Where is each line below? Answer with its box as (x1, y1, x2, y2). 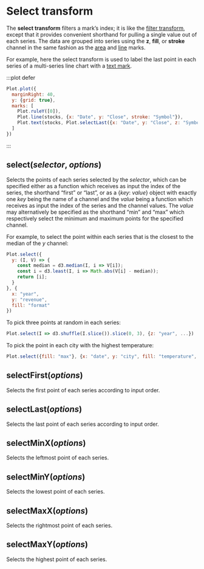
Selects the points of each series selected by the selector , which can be (6, 175, 187, 183)
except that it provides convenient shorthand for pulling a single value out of (6, 30, 197, 38)
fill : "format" (12, 302, 50, 308)
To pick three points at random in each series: (6, 319, 121, 327)
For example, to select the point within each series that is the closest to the (6, 233, 194, 240)
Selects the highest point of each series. (6, 556, 107, 563)
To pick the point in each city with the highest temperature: (6, 342, 154, 349)
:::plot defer (6, 74, 35, 81)
